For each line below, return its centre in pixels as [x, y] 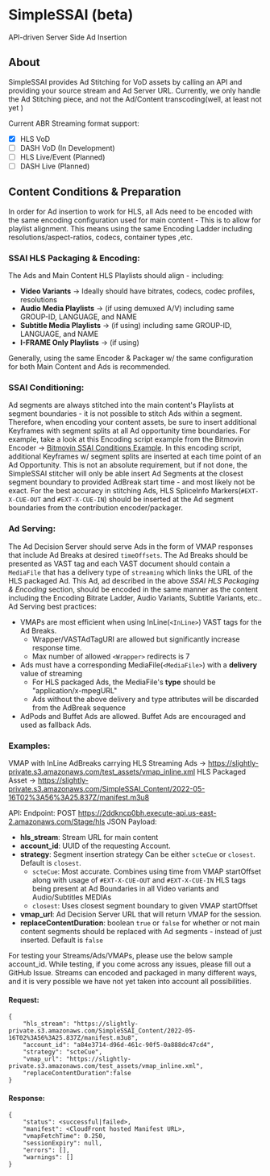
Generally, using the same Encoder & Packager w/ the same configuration [131, 358]
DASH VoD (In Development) [67, 148]
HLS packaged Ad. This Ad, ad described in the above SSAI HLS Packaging [134, 580]
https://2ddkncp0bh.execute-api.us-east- [147, 813]
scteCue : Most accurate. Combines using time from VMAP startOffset [147, 871]
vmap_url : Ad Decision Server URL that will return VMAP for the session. [141, 914]
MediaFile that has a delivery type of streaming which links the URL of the [131, 572]
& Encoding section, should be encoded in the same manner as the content [133, 589]
